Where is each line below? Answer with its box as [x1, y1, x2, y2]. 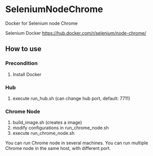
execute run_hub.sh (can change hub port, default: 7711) [12, 95, 131, 101]
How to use [5, 44, 42, 54]
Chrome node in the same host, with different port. [5, 145, 111, 151]
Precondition [5, 60, 38, 67]
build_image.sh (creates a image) [12, 120, 82, 126]
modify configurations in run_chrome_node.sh [12, 125, 109, 131]
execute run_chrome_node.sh [12, 130, 75, 136]
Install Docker [12, 71, 42, 77]
